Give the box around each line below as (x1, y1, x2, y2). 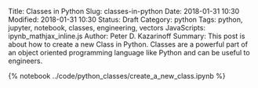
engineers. (8, 56, 43, 65)
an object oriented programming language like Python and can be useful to (8, 48, 250, 57)
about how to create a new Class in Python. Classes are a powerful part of (8, 40, 249, 49)
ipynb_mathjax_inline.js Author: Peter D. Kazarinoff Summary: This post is (8, 31, 245, 40)
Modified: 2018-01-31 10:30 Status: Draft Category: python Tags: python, (8, 15, 243, 24)
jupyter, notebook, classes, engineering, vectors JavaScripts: (8, 23, 206, 32)
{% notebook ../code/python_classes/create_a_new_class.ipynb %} (8, 72, 226, 80)
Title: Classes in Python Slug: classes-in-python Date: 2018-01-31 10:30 (8, 7, 240, 16)
